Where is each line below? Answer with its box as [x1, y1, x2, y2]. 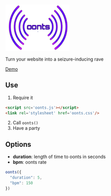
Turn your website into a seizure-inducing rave [5, 56, 104, 62]
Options [5, 140, 32, 149]
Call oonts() [12, 120, 38, 126]
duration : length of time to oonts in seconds [12, 153, 106, 160]
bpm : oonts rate [12, 159, 47, 165]
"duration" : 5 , [10, 175, 42, 181]
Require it [12, 94, 33, 101]
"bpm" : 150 [10, 181, 33, 186]
